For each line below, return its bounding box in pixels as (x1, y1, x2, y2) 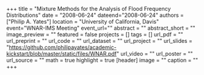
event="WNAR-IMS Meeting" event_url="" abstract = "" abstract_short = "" (6, 24, 195, 31)
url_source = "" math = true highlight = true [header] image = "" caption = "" (6, 57, 199, 64)
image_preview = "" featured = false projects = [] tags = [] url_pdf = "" (6, 31, 183, 38)
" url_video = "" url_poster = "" (116, 50, 194, 57)
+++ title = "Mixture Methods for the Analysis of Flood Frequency (6, 5, 171, 12)
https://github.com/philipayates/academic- (9, 44, 117, 51)
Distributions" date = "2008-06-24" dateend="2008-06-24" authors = (6, 11, 184, 19)
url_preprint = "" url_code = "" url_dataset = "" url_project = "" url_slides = (6, 37, 192, 44)
